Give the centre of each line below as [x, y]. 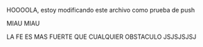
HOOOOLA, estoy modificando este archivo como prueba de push [101, 10]
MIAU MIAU [23, 23]
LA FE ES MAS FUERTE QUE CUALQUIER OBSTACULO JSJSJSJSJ [101, 37]
